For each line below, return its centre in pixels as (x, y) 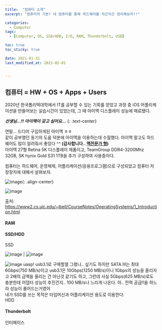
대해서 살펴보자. (37, 172)
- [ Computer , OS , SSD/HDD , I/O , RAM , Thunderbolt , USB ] (67, 36)
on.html (13, 212)
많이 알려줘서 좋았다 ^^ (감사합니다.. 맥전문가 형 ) (63, 144)
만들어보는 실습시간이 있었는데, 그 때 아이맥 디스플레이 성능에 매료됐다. (84, 111)
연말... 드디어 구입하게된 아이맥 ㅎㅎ (39, 132)
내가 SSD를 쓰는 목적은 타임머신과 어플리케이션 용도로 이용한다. (65, 295)
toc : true (15, 45)
